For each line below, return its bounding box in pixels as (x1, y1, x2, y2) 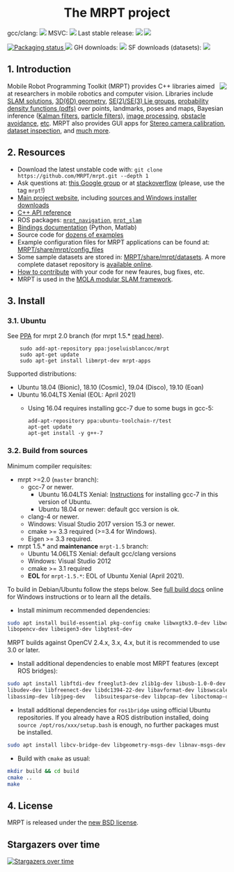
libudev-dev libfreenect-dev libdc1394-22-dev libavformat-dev (7, 687, 195, 694)
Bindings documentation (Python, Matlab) (17, 223, 137, 231)
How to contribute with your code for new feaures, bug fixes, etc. (17, 267, 205, 276)
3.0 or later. (7, 646, 40, 655)
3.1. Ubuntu (7, 316, 47, 326)
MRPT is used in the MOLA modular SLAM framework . (17, 275, 173, 283)
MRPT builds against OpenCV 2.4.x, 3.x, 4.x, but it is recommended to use (7, 638, 220, 647)
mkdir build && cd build (7, 767, 79, 774)
